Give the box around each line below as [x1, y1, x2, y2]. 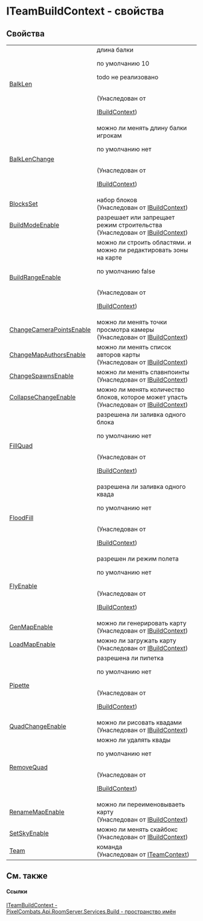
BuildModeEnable [9, 221, 59, 229]
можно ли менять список [96, 343, 172, 351]
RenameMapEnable [9, 808, 65, 816]
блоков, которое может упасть [96, 393, 188, 401]
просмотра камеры [96, 326, 155, 334]
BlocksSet [9, 200, 38, 207]
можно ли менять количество [96, 385, 185, 394]
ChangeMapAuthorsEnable [9, 351, 86, 359]
